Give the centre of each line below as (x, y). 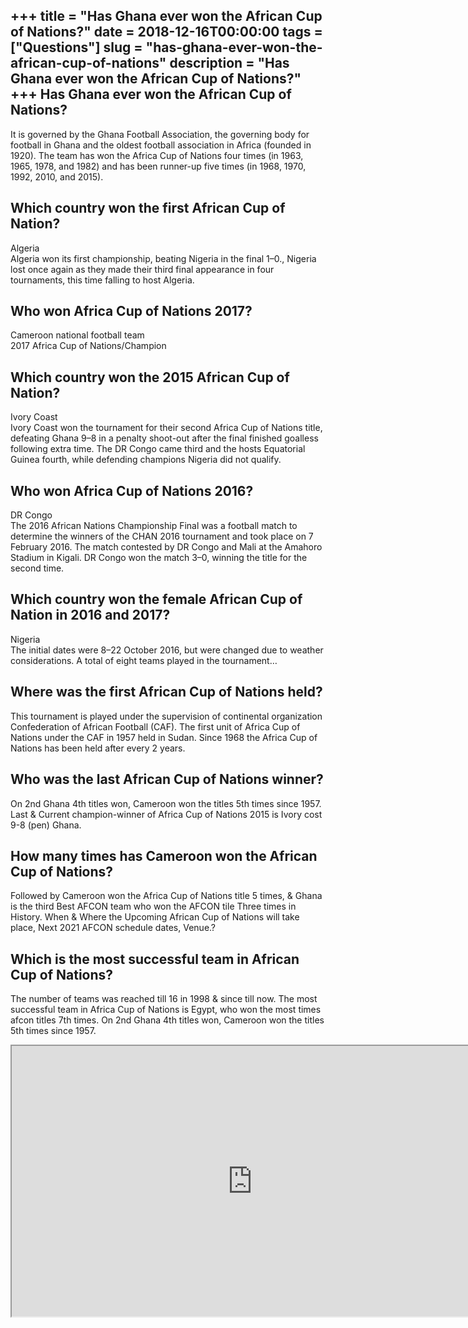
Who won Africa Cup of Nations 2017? (131, 311)
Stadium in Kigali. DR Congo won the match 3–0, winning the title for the (159, 558)
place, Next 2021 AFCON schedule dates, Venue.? (113, 928)
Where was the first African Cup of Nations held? (166, 692)
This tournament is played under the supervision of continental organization (166, 716)
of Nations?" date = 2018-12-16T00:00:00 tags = (166, 32)
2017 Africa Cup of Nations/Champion (88, 346)
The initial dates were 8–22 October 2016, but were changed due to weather (167, 650)
